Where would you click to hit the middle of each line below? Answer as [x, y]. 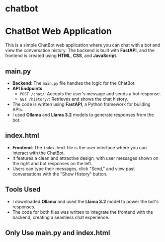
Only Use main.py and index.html [58, 233]
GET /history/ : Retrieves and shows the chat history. [74, 99]
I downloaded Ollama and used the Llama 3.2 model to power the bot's [85, 201]
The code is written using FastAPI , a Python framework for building [81, 104]
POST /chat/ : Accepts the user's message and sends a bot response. [90, 93]
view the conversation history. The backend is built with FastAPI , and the [80, 51]
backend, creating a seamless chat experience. [61, 217]
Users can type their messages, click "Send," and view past [74, 169]
